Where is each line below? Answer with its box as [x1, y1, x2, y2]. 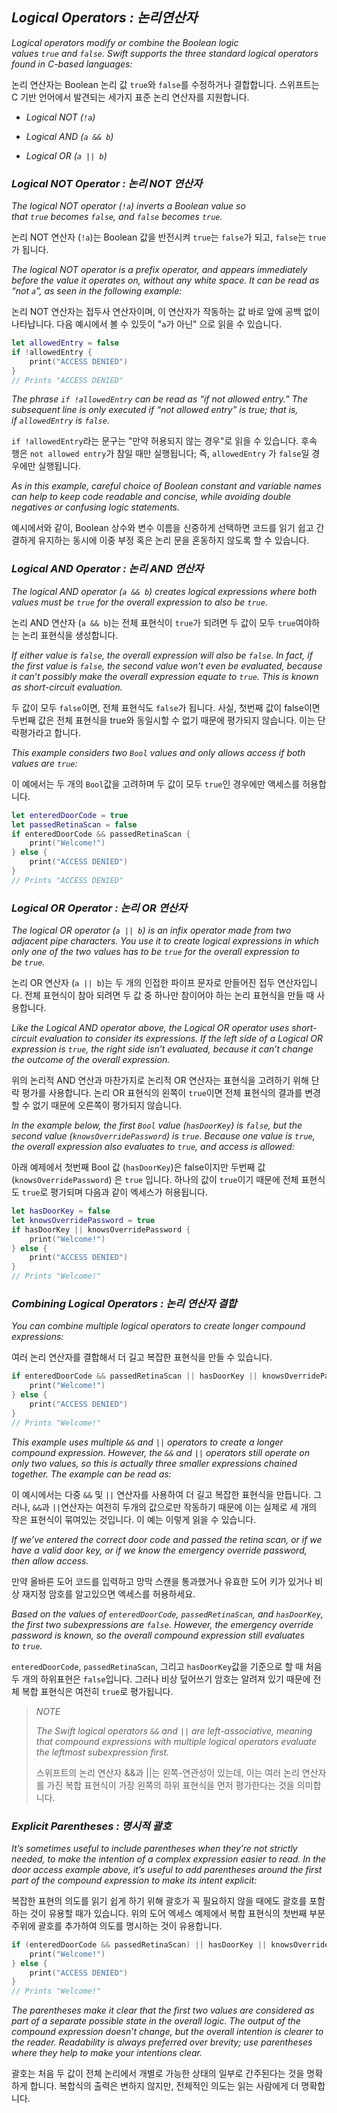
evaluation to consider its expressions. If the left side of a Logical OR [39, 1033, 323, 1045]
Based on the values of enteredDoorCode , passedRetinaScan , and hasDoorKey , [11, 1608, 324, 1620]
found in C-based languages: [11, 58, 133, 70]
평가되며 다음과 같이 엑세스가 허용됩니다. [50, 1186, 208, 1198]
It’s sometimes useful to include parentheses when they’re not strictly [11, 1842, 298, 1854]
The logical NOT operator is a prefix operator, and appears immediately [11, 264, 308, 276]
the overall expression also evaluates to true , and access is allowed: [11, 1141, 295, 1153]
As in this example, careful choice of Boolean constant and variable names [11, 480, 322, 492]
